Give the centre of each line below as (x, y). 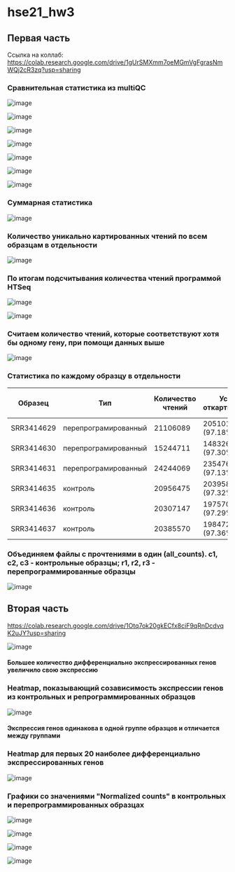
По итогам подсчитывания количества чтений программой (114, 278)
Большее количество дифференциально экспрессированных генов (112, 663)
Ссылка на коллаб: (35, 55)
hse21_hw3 (41, 12)
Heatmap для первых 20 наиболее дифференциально (104, 754)
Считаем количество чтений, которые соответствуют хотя (113, 334)
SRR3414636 (34, 508)
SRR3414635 (34, 488)
